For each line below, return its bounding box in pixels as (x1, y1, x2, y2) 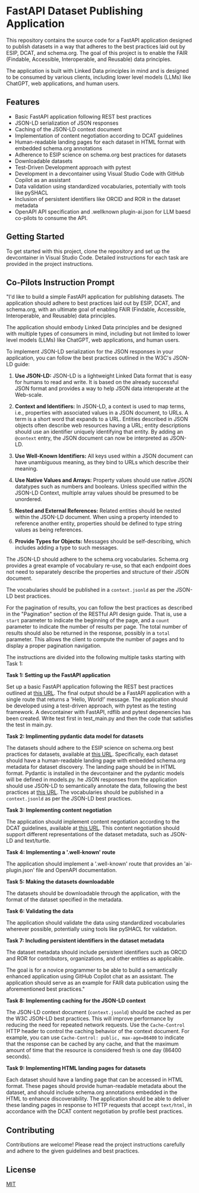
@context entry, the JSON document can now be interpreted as (14, 434, 169, 442)
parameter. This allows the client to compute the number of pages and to (6, 636, 185, 643)
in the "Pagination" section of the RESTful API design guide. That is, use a (6, 610, 187, 618)
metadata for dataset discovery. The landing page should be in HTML (6, 764, 176, 771)
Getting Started (6, 231, 65, 242)
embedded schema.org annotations (14, 144, 103, 152)
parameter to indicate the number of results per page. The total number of (6, 623, 188, 631)
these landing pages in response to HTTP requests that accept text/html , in (6, 1102, 192, 1109)
